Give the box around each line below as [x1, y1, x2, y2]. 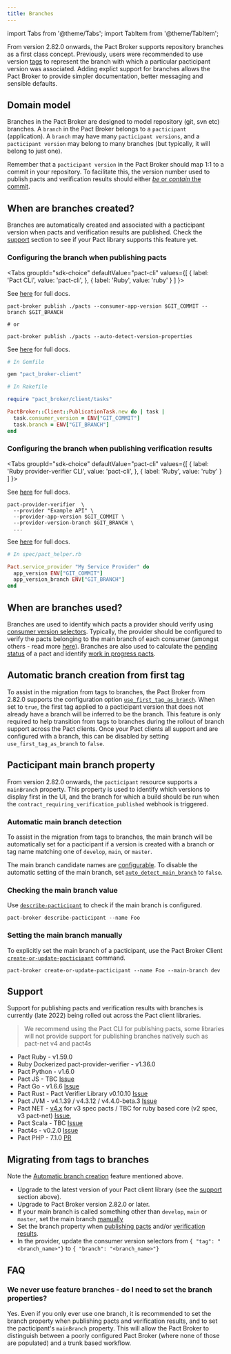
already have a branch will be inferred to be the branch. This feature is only [7, 710, 221, 718]
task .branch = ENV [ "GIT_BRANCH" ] [13, 421, 110, 428]
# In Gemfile [7, 358, 45, 365]
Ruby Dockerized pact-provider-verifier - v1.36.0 [17, 1060, 156, 1068]
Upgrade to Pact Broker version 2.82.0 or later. [17, 1200, 150, 1209]
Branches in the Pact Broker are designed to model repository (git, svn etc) [7, 118, 220, 126]
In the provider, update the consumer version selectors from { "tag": [17, 1237, 215, 1245]
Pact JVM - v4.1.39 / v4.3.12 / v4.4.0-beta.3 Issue [17, 1097, 157, 1105]
